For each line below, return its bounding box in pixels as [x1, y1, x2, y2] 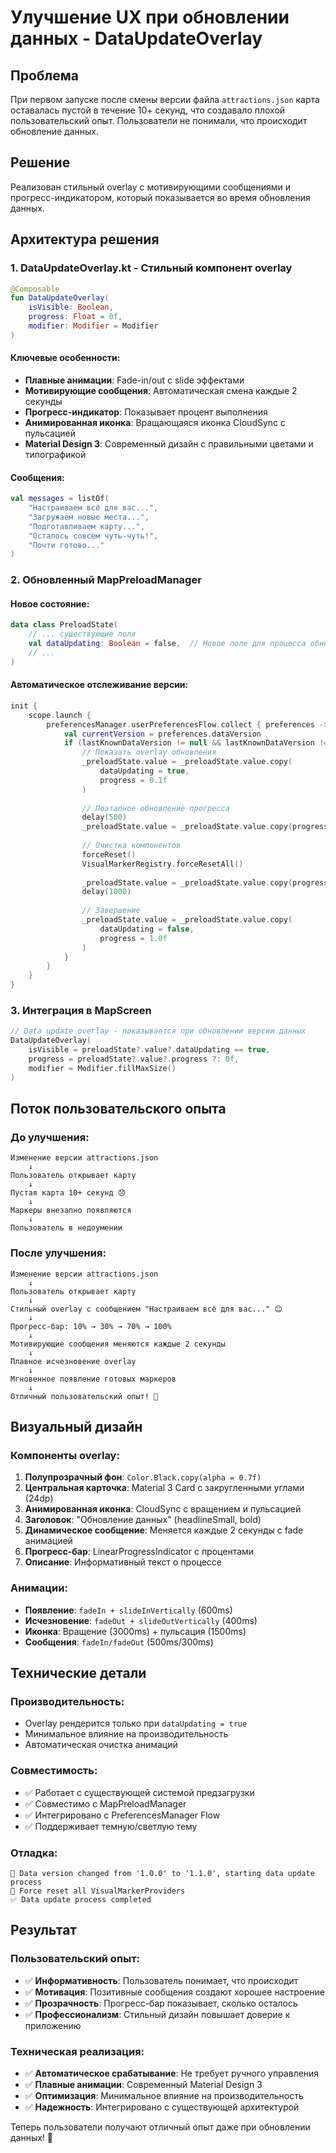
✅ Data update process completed [10, 1894, 152, 1905]
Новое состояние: [10, 597, 90, 610]
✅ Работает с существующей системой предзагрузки [24, 1786, 255, 1798]
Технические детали [10, 1665, 147, 1682]
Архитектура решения [10, 231, 160, 248]
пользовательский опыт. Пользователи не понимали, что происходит [10, 115, 308, 126]
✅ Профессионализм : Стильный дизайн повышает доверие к [24, 2008, 291, 2020]
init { [10, 701, 38, 711]
